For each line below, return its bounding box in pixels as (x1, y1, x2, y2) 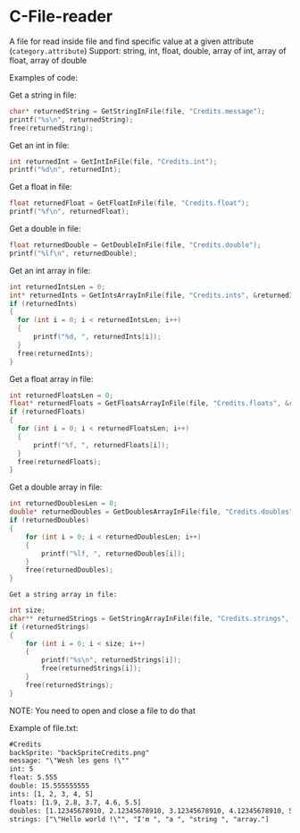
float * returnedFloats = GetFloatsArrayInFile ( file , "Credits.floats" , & (9, 399, 290, 408)
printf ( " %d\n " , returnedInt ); (9, 166, 122, 174)
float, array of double (9, 55, 87, 65)
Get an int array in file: (9, 265, 91, 276)
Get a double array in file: (9, 481, 103, 493)
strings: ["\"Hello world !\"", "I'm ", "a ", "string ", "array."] (9, 814, 270, 824)
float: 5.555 (9, 773, 58, 782)
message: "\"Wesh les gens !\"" (9, 756, 129, 766)
